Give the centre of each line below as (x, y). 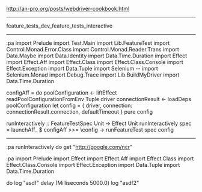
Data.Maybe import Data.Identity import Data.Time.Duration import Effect (97, 56)
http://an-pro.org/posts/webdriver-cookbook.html (68, 9)
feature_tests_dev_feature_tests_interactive (60, 26)
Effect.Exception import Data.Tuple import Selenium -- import (82, 68)
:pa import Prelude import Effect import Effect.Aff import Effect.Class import (100, 159)
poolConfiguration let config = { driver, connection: (69, 105)
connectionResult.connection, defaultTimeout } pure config (80, 112)
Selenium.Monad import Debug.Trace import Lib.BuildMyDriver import (93, 75)
